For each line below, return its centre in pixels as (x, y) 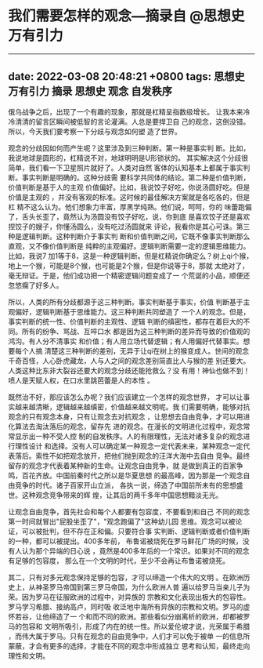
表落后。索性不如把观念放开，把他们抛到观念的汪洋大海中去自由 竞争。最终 (129, 456)
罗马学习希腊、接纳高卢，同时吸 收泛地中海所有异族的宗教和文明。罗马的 (126, 606)
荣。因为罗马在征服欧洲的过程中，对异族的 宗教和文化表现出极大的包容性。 (129, 597)
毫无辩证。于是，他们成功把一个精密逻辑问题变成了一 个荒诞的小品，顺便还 (129, 275)
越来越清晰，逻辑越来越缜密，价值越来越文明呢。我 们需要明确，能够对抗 (132, 407)
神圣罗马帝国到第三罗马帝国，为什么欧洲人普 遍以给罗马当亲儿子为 (142, 587)
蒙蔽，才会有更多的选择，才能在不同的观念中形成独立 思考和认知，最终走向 (129, 646)
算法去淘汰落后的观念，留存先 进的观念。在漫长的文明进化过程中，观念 (129, 426)
